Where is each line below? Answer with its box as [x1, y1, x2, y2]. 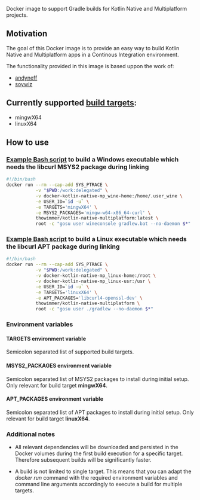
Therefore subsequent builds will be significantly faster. [14, 456, 152, 464]
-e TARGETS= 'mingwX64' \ [35, 204, 97, 210]
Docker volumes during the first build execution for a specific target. [14, 450, 183, 457]
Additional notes [6, 430, 56, 438]
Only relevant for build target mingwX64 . [6, 382, 107, 389]
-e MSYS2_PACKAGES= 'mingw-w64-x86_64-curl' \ [35, 209, 151, 216]
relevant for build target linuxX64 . [6, 415, 90, 422]
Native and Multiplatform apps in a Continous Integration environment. [6, 51, 179, 58]
